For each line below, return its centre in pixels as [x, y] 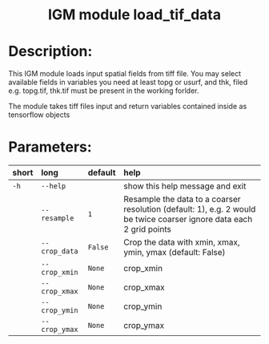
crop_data [60, 251]
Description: [50, 52]
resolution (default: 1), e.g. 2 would [190, 209]
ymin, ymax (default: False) [175, 253]
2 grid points [148, 229]
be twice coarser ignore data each [188, 220]
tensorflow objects [39, 115]
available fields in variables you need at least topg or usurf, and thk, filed [128, 83]
